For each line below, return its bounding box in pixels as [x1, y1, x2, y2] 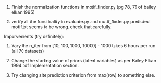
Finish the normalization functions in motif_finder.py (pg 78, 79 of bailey [11, 4, 156, 10]
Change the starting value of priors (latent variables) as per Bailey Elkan [11, 58, 157, 63]
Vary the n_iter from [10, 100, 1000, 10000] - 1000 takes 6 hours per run [11, 43, 156, 48]
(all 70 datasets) [11, 48, 44, 54]
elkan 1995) [11, 9, 35, 15]
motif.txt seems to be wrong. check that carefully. [11, 24, 112, 30]
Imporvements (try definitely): [4, 34, 64, 39]
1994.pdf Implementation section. [11, 63, 79, 68]
